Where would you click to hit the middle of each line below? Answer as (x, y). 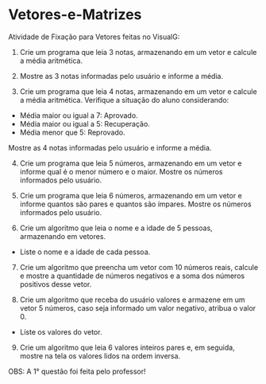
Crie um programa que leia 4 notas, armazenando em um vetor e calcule (138, 91)
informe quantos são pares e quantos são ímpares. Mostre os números (135, 204)
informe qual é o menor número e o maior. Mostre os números (121, 171)
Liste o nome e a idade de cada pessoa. (85, 252)
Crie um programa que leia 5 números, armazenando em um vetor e (131, 163)
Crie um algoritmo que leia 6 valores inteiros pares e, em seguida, (127, 347)
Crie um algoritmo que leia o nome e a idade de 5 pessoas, (116, 228)
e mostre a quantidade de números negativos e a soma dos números (132, 276)
